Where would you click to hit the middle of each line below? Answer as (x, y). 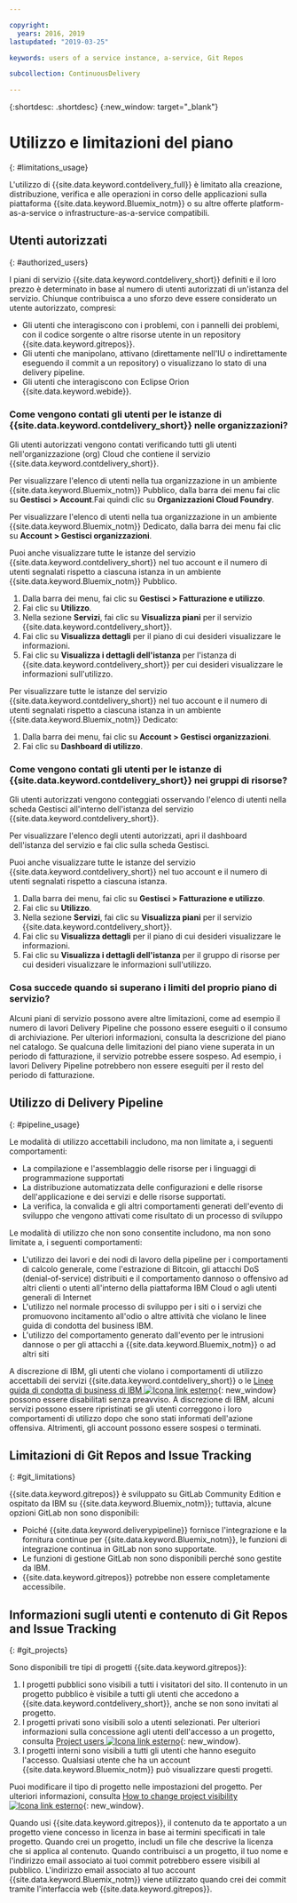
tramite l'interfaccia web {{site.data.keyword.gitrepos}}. (111, 1889)
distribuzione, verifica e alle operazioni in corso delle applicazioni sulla (138, 194)
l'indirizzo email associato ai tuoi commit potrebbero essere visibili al (134, 1861)
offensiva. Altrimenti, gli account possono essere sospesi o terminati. (135, 1427)
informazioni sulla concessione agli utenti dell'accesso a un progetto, (148, 1732)
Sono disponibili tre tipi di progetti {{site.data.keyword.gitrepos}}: (128, 1667)
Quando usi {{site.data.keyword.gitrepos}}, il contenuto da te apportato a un (148, 1823)
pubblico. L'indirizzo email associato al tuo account (102, 1870)
